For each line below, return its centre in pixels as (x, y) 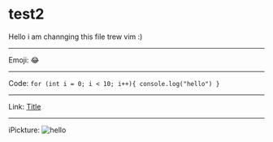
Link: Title (25, 106)
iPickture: (24, 130)
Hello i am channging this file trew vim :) (76, 37)
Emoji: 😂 (24, 60)
